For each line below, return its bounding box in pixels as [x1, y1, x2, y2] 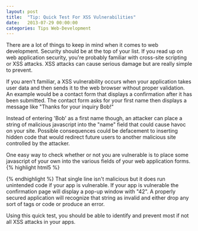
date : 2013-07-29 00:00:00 [6, 20, 78, 25]
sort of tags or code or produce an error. [6, 201, 105, 208]
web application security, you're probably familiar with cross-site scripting [6, 54, 187, 61]
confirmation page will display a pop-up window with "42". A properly [6, 188, 176, 195]
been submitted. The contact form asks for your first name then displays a [6, 97, 187, 104]
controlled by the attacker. [6, 140, 70, 147]
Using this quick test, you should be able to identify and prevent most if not [6, 212, 189, 219]
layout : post [6, 8, 38, 15]
